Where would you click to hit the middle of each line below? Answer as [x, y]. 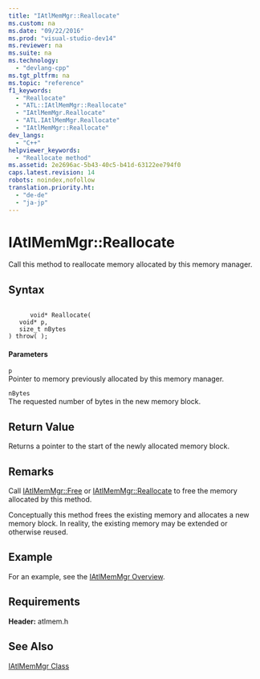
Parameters [28, 354]
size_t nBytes [43, 329]
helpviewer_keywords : [45, 150]
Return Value [41, 427]
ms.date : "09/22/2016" [46, 31]
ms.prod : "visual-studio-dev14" [62, 38]
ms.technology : [34, 61]
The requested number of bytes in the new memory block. [105, 402]
